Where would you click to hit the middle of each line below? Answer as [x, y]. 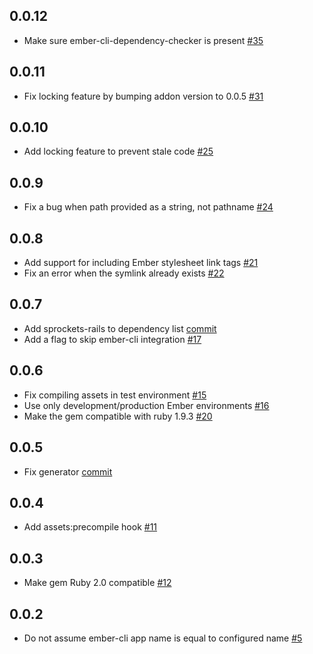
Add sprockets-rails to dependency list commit [120, 328]
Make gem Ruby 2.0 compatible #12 [97, 583]
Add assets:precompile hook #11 [90, 527]
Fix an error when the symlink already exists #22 [124, 273]
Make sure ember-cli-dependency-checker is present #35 [143, 40]
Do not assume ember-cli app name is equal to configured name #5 [163, 638]
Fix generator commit [68, 471]
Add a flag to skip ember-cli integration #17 [112, 339]
